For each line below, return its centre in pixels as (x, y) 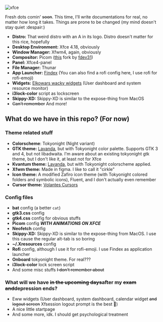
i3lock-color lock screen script (43, 264)
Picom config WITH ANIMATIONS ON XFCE (56, 223)
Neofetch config (29, 228)
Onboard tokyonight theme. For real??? (51, 259)
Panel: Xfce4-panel (32, 62)
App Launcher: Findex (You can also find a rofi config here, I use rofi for (84, 73)
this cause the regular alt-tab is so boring (53, 238)
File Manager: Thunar (34, 68)
